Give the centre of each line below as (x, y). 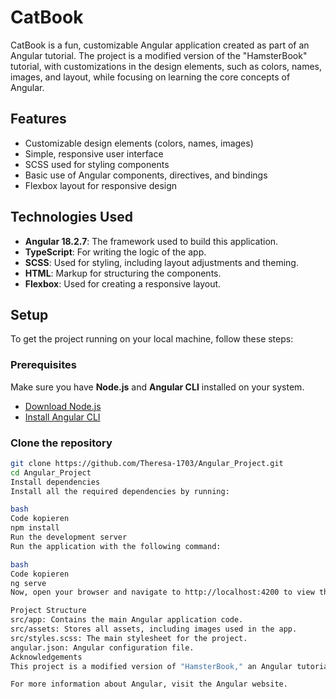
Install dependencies (55, 482)
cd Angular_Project (51, 472)
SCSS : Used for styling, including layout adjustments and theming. (161, 262)
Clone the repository (61, 443)
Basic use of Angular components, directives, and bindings (146, 175)
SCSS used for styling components (97, 164)
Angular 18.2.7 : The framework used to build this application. (151, 241)
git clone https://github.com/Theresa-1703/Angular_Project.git (147, 463)
